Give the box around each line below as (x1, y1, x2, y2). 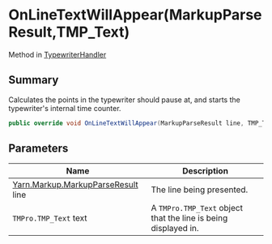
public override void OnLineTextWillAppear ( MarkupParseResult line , (8, 119, 244, 127)
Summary (8, 73, 59, 87)
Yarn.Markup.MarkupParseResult (12, 179, 139, 190)
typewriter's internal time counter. (8, 103, 121, 113)
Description (181, 165, 229, 177)
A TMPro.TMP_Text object (151, 203, 243, 214)
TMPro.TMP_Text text (12, 212, 87, 224)
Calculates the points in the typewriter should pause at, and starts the (8, 95, 240, 105)
